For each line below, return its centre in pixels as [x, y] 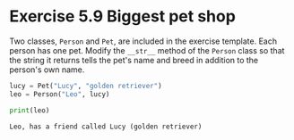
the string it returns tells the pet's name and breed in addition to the [134, 60]
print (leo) [30, 110]
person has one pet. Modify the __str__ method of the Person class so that [147, 50]
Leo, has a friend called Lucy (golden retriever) [106, 127]
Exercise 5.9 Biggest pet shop [122, 16]
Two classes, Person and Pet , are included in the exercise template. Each [143, 41]
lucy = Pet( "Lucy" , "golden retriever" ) [86, 86]
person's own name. [47, 70]
